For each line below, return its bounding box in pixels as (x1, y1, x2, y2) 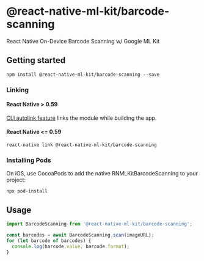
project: (6, 176, 26, 184)
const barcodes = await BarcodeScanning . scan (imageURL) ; (6, 232, 155, 238)
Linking (6, 86, 29, 94)
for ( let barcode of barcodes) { (6, 237, 92, 244)
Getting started (6, 55, 66, 65)
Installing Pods (6, 156, 52, 164)
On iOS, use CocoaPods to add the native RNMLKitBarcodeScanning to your (6, 170, 199, 177)
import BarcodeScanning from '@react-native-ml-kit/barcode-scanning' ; (6, 221, 192, 227)
